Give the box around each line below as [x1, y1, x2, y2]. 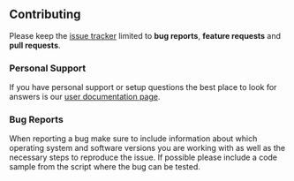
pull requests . [9, 40, 61, 50]
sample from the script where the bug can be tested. [9, 162, 201, 172]
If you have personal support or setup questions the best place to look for [9, 82, 277, 93]
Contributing [9, 7, 81, 22]
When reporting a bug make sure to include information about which [9, 133, 258, 144]
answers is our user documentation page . [9, 92, 161, 102]
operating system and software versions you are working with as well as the [9, 143, 285, 154]
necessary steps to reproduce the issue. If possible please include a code [9, 152, 278, 162]
